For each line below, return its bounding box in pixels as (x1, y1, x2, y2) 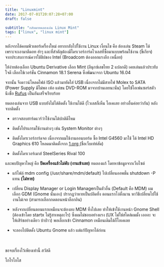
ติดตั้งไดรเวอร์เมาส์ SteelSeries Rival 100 (12, 151, 85, 157)
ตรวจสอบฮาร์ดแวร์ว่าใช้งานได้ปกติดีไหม (12, 116, 75, 122)
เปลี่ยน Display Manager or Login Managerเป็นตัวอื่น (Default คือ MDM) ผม (12, 186, 153, 191)
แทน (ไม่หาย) (12, 176, 35, 182)
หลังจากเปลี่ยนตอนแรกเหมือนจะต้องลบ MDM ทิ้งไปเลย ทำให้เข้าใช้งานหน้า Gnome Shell (12, 207, 160, 213)
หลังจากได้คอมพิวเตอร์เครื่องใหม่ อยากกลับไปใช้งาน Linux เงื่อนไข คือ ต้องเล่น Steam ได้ (5, 43, 150, 49)
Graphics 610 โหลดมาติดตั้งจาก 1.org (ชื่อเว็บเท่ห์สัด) (12, 141, 104, 147)
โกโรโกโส (5, 257, 22, 263)
